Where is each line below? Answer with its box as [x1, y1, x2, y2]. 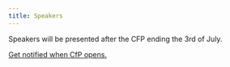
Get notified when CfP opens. [8, 49, 108, 59]
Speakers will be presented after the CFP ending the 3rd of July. [8, 34, 223, 44]
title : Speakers [8, 11, 63, 20]
